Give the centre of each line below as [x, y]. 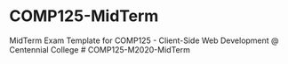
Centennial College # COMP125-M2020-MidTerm [100, 49]
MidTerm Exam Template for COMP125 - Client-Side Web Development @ [144, 40]
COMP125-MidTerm [84, 16]
